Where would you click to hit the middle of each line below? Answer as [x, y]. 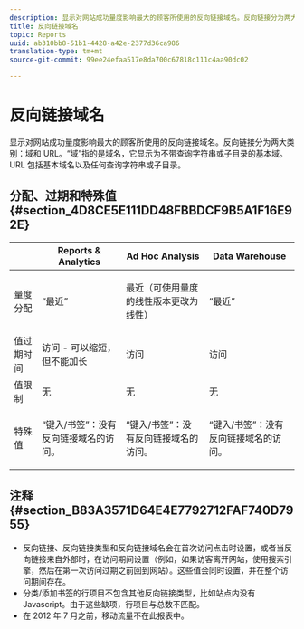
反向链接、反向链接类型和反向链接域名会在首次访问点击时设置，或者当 [153, 548]
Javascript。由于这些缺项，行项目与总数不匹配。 [114, 604]
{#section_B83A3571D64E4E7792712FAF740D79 [152, 511]
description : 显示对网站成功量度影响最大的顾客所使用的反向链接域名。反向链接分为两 [150, 18]
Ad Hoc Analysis [163, 256]
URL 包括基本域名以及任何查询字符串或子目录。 [98, 165]
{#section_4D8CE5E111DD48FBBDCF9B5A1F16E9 [151, 210]
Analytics [80, 262]
